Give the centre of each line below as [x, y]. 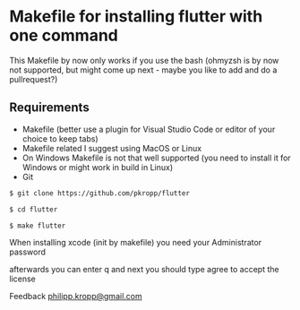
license [22, 279]
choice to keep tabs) [60, 138]
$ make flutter [38, 226]
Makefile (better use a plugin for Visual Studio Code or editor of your [149, 129]
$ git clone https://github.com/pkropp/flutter [100, 193]
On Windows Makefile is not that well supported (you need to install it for [156, 158]
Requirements [49, 108]
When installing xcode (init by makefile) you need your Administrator [136, 243]
